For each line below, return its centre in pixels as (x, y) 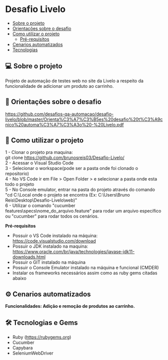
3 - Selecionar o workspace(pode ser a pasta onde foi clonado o (72, 168)
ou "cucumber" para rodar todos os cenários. (52, 216)
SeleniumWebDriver (33, 353)
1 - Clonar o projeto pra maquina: (39, 152)
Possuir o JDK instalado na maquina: (50, 246)
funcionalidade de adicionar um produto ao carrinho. (59, 86)
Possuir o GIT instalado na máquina (49, 262)
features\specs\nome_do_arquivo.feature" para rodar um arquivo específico (83, 211)
